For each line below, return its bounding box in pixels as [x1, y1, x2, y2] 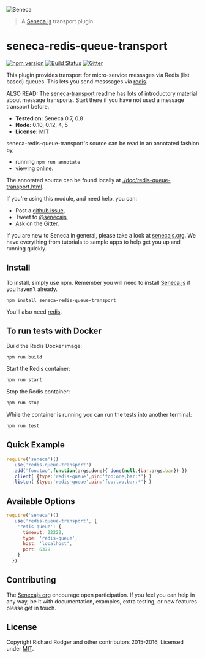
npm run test [6, 423, 40, 429]
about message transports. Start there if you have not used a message [6, 96, 185, 104]
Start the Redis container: [6, 365, 71, 373]
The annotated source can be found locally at [6, 176, 121, 184]
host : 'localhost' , [22, 541, 72, 547]
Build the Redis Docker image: [6, 342, 83, 349]
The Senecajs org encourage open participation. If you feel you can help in [6, 591, 195, 598]
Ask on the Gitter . [15, 220, 59, 227]
